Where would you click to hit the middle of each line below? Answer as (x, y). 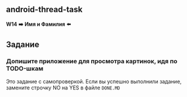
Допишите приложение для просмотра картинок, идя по (92, 61)
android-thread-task (44, 10)
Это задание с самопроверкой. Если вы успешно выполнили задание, (94, 81)
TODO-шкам (25, 68)
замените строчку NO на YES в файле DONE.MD (63, 88)
